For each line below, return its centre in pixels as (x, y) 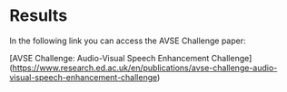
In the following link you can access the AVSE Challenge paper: (128, 41)
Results (39, 16)
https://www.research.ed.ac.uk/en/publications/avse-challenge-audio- (145, 68)
